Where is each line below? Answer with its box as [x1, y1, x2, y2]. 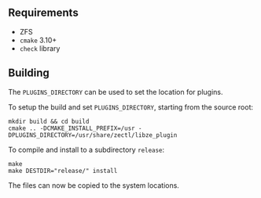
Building [8, 67, 50, 80]
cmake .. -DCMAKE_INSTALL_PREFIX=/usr [8, 124, 135, 132]
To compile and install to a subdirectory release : [8, 145, 165, 154]
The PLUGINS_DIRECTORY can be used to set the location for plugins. [8, 87, 223, 96]
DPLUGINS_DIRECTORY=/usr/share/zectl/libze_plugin [8, 131, 178, 139]
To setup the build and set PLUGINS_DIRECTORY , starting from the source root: [8, 102, 254, 112]
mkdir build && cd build [8, 117, 90, 125]
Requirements [8, 6, 79, 20]
